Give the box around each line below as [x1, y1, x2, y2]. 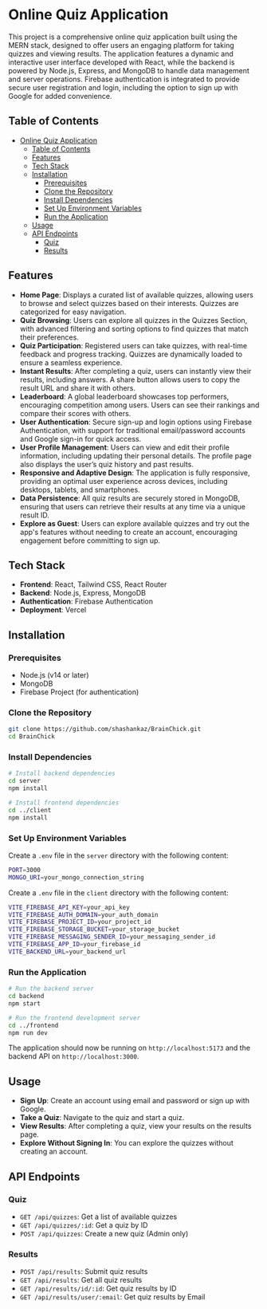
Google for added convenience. [8, 91, 112, 100]
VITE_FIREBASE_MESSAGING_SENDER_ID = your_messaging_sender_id [8, 933, 216, 941]
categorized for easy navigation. [19, 307, 127, 316]
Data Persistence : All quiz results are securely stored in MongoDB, [19, 493, 241, 503]
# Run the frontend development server [8, 1014, 141, 1022]
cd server [8, 777, 41, 785]
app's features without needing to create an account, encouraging [19, 527, 238, 537]
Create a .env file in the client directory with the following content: [8, 887, 229, 898]
